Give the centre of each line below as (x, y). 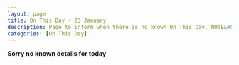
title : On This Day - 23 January (57, 20)
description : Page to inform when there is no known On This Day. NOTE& (117, 27)
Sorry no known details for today (57, 54)
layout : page (27, 14)
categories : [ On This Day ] (47, 34)
